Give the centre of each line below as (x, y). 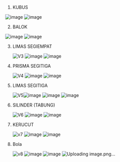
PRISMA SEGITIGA (32, 66)
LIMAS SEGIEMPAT (32, 46)
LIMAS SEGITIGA (30, 86)
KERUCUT (23, 125)
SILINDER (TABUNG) (34, 105)
